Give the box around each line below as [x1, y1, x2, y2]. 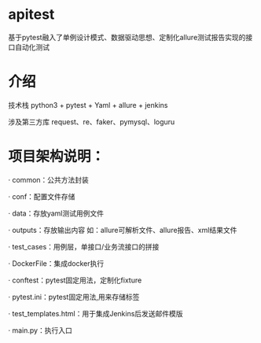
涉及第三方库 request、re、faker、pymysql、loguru [8, 116, 175, 127]
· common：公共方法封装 [8, 175, 89, 184]
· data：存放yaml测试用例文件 [8, 208, 105, 218]
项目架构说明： [8, 148, 105, 166]
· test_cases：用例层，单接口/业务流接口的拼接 [8, 242, 160, 251]
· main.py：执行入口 [8, 325, 72, 335]
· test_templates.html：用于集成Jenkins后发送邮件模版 [8, 308, 183, 318]
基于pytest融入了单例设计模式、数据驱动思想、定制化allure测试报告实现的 [8, 32, 246, 42]
